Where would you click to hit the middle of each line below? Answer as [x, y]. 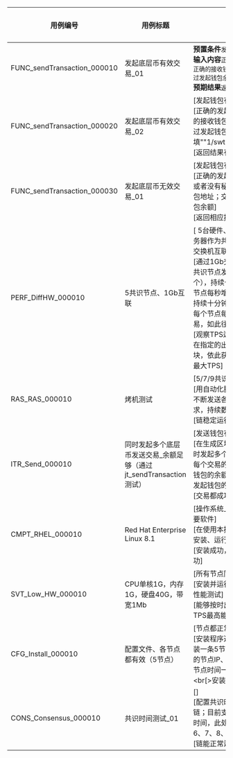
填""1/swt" [211, 142]
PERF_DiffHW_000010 [48, 298]
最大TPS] [208, 365]
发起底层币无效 [149, 186]
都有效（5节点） [151, 660]
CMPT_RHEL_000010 [46, 534]
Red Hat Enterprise [155, 530]
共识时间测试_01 [152, 718]
